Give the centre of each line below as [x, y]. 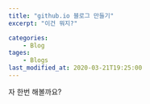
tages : [19, 53]
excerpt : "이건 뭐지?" [43, 23]
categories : [28, 38]
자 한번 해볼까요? [35, 92]
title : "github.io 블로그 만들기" [61, 16]
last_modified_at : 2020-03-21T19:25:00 [75, 68]
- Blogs [35, 60]
